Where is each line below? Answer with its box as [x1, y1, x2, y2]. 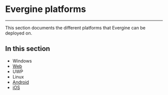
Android [12, 79, 29, 85]
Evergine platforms [5, 3, 86, 15]
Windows [12, 57, 32, 63]
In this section [5, 44, 50, 53]
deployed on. [5, 30, 32, 36]
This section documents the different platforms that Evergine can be [5, 24, 146, 30]
